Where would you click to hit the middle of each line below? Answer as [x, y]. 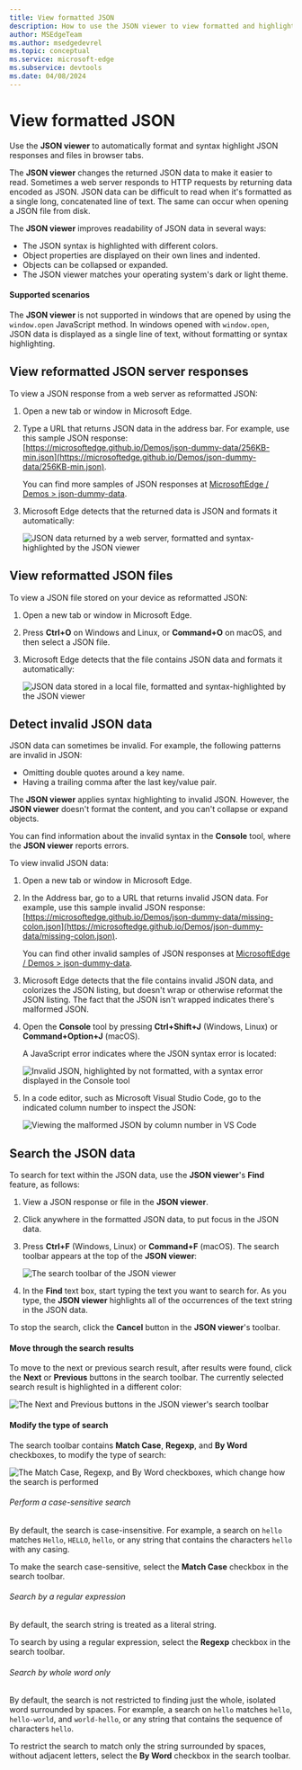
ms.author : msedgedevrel [56, 43]
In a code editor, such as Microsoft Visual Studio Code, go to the [142, 1098]
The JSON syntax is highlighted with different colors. [120, 246]
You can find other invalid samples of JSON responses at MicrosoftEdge [156, 953]
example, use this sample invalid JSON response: [114, 907]
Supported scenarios [49, 295]
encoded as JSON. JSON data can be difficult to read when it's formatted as [151, 192]
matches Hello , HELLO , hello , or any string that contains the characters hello [151, 1540]
